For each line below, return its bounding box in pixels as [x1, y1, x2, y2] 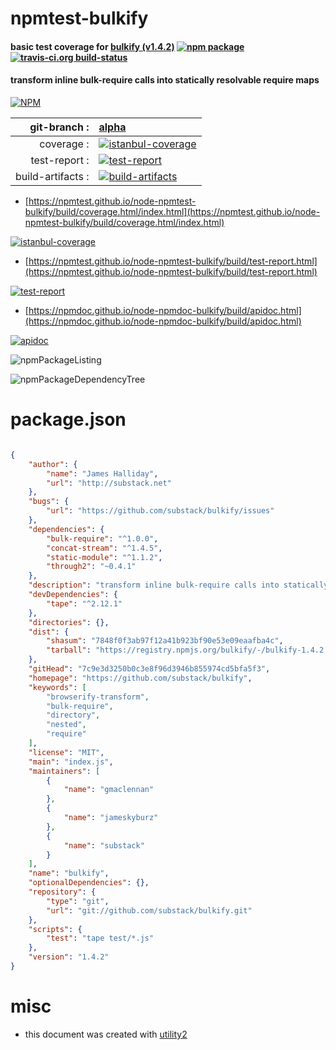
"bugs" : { [28, 497, 70, 507]
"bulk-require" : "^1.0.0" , [46, 533, 159, 544]
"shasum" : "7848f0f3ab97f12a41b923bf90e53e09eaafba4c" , [46, 636, 284, 646]
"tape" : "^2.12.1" [46, 598, 123, 609]
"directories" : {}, [28, 617, 110, 627]
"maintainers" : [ [28, 766, 101, 776]
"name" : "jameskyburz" [63, 813, 159, 823]
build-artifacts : [15, 169, 90, 183]
